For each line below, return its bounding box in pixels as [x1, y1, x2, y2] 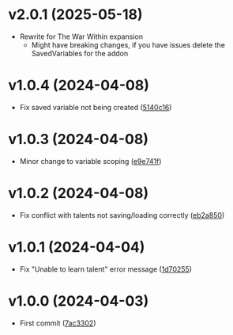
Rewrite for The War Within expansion [19, 32, 144, 41]
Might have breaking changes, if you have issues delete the [31, 40, 225, 49]
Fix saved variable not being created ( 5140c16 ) [19, 102, 172, 112]
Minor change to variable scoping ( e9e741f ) [19, 156, 162, 166]
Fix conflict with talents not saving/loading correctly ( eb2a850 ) [19, 210, 225, 219]
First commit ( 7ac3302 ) [19, 318, 96, 328]
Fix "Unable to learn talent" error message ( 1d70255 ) [19, 264, 192, 274]
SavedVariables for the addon [31, 48, 129, 58]
